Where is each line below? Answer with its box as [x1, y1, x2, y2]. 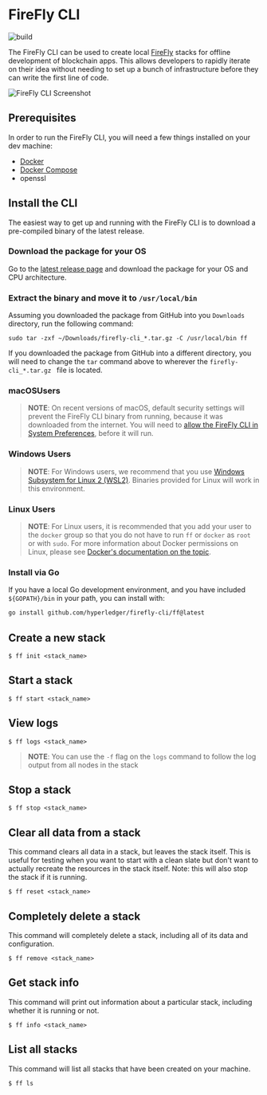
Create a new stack [8, 631, 106, 645]
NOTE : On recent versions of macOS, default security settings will [27, 403, 245, 413]
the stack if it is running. [8, 873, 88, 882]
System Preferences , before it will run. [27, 429, 154, 438]
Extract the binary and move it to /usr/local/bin [8, 292, 198, 304]
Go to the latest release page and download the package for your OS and [8, 264, 249, 273]
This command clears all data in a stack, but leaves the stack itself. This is [8, 847, 251, 857]
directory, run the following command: [8, 319, 134, 328]
